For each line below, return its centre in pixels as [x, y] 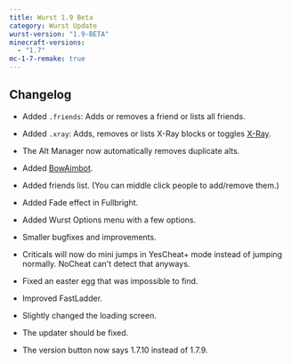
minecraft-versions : [48, 42]
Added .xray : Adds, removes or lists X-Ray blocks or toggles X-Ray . [146, 133]
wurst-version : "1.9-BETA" [59, 34]
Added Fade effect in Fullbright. [80, 202]
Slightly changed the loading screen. [89, 315]
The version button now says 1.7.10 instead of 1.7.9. [115, 350]
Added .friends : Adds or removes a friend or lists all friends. [134, 116]
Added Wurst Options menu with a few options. [109, 220]
